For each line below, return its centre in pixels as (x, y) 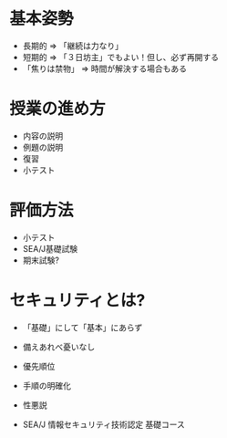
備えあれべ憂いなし (59, 347)
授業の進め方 (58, 109)
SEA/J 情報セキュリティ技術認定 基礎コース (103, 424)
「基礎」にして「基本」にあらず (83, 327)
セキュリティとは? (77, 300)
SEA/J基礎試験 (50, 248)
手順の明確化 (46, 385)
